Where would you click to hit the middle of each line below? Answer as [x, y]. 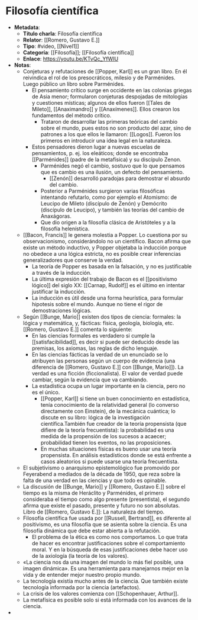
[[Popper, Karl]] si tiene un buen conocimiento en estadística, [115, 399]
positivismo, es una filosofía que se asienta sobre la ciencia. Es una [105, 524]
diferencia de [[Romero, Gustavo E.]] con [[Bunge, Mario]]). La [108, 367]
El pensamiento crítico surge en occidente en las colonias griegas [112, 90]
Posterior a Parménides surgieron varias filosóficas [103, 191]
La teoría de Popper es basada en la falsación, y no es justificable [112, 266]
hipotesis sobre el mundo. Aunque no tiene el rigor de [97, 304]
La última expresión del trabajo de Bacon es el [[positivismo [105, 279]
